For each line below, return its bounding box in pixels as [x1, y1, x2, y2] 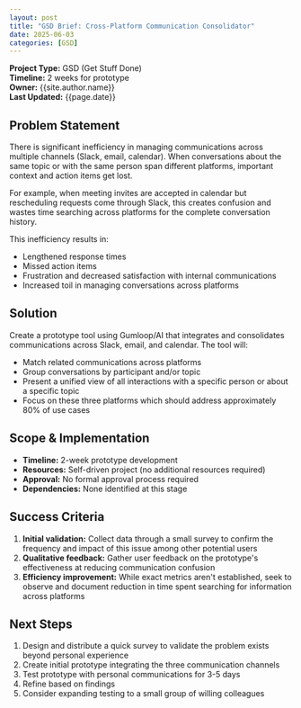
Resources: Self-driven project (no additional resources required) [22, 464, 266, 475]
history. [9, 217, 38, 228]
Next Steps [9, 616, 73, 632]
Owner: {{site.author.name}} [9, 82, 115, 93]
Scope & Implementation [9, 431, 150, 446]
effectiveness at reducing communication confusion [22, 561, 216, 572]
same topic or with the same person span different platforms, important [9, 161, 274, 172]
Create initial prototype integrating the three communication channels [22, 659, 280, 670]
